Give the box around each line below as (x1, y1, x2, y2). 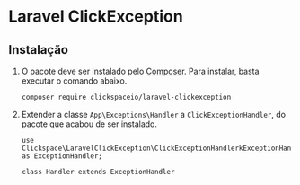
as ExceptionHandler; (21, 151, 102, 161)
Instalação (8, 42, 69, 57)
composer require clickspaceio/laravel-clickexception (21, 92, 232, 101)
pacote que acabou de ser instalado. (21, 119, 158, 129)
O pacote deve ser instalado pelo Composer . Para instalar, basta (21, 66, 260, 76)
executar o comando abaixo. (21, 75, 128, 86)
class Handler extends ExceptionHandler (21, 167, 175, 176)
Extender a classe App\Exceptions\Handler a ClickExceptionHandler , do (21, 109, 287, 119)
